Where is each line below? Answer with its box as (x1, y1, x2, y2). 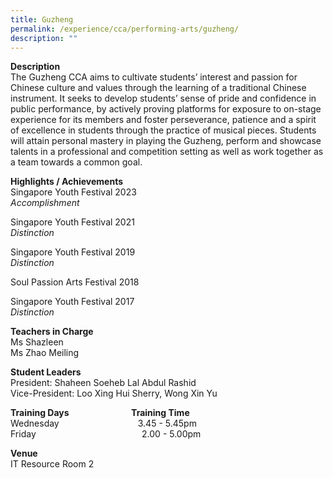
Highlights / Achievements (10, 176, 124, 188)
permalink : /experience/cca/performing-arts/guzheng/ (10, 24, 240, 34)
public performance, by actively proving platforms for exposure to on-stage (10, 103, 322, 115)
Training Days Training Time (10, 407, 190, 419)
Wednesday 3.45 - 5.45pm (10, 417, 197, 430)
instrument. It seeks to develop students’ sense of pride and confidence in (10, 92, 317, 105)
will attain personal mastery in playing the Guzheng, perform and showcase (10, 135, 322, 147)
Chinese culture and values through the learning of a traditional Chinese (10, 82, 307, 94)
